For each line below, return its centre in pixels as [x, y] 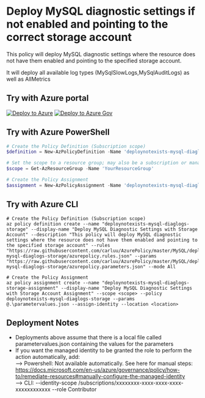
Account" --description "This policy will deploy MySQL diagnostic [94, 234]
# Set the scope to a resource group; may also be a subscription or [97, 163]
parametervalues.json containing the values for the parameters [94, 344]
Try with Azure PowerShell [58, 132]
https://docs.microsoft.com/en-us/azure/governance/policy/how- [97, 370]
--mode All [162, 267]
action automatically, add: [48, 357]
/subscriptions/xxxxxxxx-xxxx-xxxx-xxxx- [131, 383]
